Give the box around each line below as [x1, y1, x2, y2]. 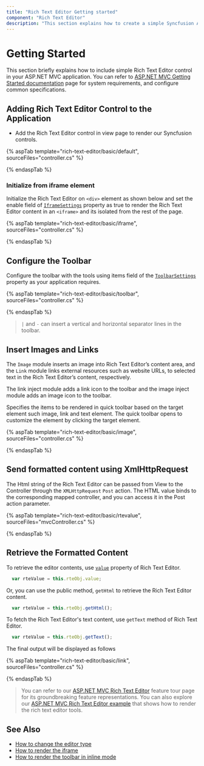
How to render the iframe [15, 747, 79, 754]
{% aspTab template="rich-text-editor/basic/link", [6, 657, 131, 664]
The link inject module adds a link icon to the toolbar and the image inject [6, 385, 189, 393]
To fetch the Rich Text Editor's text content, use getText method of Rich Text [6, 616, 197, 623]
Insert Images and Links [6, 344, 99, 355]
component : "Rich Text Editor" [6, 15, 86, 21]
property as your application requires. [6, 278, 101, 286]
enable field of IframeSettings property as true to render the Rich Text [6, 202, 183, 209]
